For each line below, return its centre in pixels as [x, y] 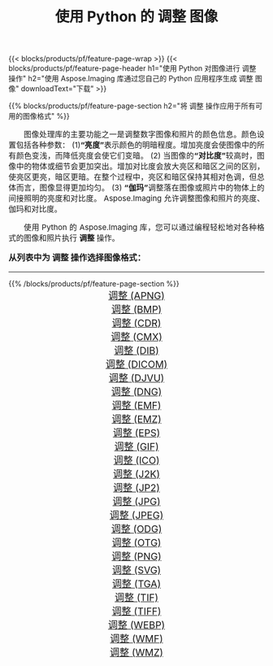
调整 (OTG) [136, 542]
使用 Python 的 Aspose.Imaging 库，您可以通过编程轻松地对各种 [141, 227]
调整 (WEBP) [136, 625]
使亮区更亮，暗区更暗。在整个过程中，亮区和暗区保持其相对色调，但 [133, 177]
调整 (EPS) [136, 433]
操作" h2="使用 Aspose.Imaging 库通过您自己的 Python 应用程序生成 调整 [131, 79]
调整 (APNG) [136, 296]
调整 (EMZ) [136, 419]
